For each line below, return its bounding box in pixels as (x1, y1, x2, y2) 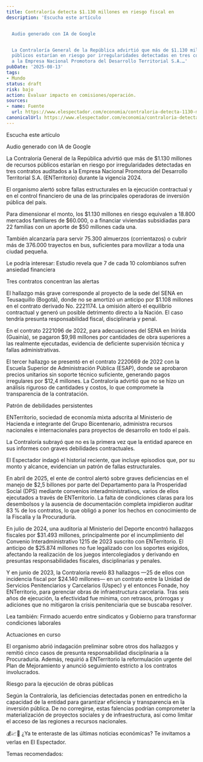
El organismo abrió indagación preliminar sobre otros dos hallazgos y (6, 643, 178, 650)
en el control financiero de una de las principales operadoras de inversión (6, 192, 190, 199)
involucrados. (6, 668, 40, 675)
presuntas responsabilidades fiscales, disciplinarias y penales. (6, 557, 162, 564)
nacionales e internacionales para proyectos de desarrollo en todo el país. (6, 426, 190, 434)
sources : (6, 98, 28, 104)
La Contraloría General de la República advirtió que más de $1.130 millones (6, 154, 192, 162)
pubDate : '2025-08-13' (6, 64, 63, 70)
